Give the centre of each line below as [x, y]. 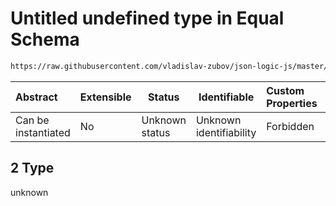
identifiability [226, 132]
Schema [45, 39]
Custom [285, 90]
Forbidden [290, 126]
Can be [32, 120]
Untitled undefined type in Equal [147, 18]
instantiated [43, 132]
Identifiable [226, 97]
